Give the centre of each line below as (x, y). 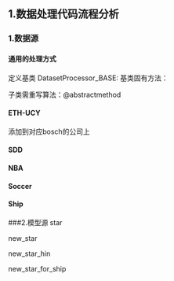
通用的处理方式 (32, 58)
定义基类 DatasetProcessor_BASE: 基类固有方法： (88, 78)
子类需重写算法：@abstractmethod (65, 94)
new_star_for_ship (37, 268)
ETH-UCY (24, 113)
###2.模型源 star (35, 222)
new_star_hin (29, 253)
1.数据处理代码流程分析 (64, 14)
